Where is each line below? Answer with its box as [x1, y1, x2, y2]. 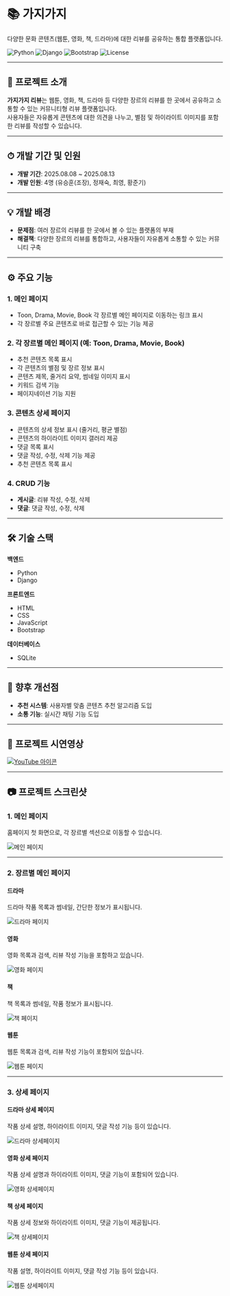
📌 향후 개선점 [7, 682, 60, 693]
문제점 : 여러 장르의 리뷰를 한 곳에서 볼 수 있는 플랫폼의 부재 [16, 226, 175, 234]
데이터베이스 [7, 640, 41, 648]
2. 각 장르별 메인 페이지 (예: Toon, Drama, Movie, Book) [7, 338, 185, 347]
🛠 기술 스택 [7, 533, 53, 544]
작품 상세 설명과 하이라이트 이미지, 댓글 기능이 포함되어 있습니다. [7, 1170, 179, 1179]
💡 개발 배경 [7, 207, 51, 218]
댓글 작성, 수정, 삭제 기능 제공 [16, 451, 96, 459]
